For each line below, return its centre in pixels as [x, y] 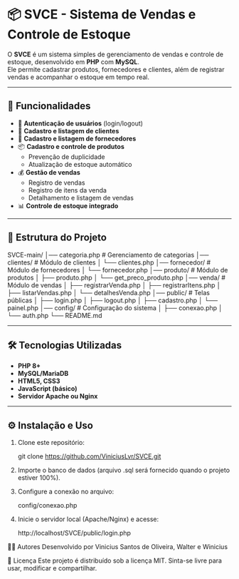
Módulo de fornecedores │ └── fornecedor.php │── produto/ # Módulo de [118, 270]
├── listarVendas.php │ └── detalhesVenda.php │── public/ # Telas [108, 292]
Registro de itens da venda [67, 190]
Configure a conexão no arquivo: [66, 492]
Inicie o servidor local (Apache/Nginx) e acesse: [88, 519]
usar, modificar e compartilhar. [52, 568]
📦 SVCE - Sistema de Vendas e [102, 15]
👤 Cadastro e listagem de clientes [68, 130]
